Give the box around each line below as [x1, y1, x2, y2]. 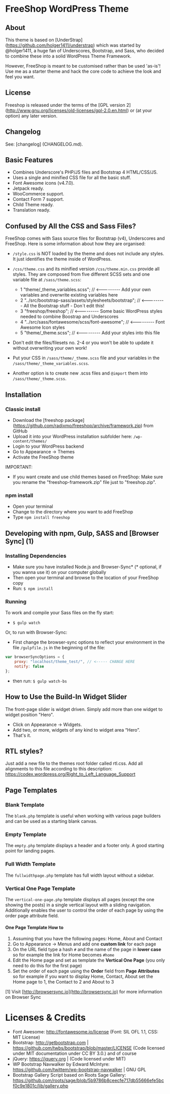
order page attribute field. [5, 912, 59, 918]
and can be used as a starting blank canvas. [5, 818, 97, 824]
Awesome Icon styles [20, 324, 65, 331]
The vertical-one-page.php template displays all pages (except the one [5, 896, 155, 902]
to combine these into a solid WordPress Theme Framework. [5, 53, 132, 59]
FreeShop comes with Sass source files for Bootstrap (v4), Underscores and [5, 235, 165, 242]
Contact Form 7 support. [12, 196, 64, 203]
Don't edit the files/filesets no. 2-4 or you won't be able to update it [12, 339, 154, 346]
